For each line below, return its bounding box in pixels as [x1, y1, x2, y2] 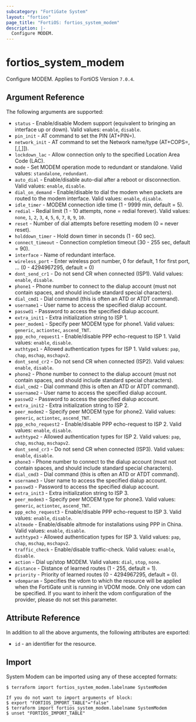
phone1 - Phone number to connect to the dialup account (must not [14, 283, 177, 290]
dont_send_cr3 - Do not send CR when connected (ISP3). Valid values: [14, 445, 185, 452]
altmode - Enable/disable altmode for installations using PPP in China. [14, 520, 183, 528]
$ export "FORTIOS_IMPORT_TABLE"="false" [6, 700, 109, 705]
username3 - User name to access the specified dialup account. [14, 477, 167, 484]
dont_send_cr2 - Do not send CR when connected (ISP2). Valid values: [14, 357, 185, 365]
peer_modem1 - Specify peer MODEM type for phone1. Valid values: [14, 320, 175, 327]
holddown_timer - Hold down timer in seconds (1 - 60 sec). [14, 232, 156, 239]
